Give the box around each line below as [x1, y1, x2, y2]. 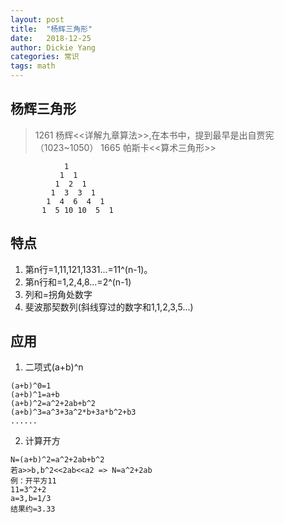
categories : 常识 [10, 52, 80, 62]
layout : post [10, 14, 65, 25]
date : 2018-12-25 [10, 33, 92, 43]
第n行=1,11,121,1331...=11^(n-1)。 [24, 263, 153, 275]
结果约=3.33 [10, 504, 56, 515]
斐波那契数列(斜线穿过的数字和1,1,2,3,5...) [24, 301, 194, 313]
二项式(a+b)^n [24, 361, 84, 373]
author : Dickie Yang [10, 42, 97, 53]
